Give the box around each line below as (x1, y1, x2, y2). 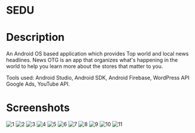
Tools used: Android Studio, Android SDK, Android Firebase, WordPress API (6, 74, 190, 82)
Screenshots (6, 101, 70, 115)
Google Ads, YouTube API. (6, 80, 70, 87)
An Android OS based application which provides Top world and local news (6, 50, 189, 57)
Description (6, 31, 65, 44)
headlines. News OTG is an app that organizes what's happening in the (6, 57, 178, 64)
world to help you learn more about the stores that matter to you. (6, 63, 163, 70)
